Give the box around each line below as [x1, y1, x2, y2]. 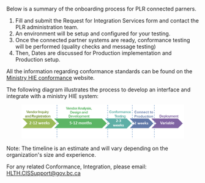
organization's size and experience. [6, 151, 96, 159]
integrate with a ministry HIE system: [6, 93, 99, 99]
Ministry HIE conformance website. [6, 74, 95, 81]
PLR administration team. [15, 24, 78, 30]
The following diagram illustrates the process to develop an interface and [6, 86, 191, 93]
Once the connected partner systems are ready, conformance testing [15, 37, 190, 43]
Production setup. [15, 56, 61, 63]
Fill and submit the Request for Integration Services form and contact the [15, 17, 199, 24]
